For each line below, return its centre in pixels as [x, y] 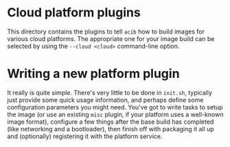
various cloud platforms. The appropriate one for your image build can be [111, 38]
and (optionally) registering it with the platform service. [85, 136]
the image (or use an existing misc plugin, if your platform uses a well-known [115, 114]
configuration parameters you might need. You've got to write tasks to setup [115, 107]
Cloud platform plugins [74, 13]
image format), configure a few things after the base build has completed [111, 122]
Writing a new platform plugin [93, 74]
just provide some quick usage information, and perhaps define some [105, 100]
